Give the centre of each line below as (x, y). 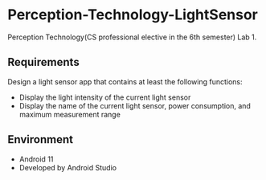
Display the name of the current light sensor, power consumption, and (135, 105)
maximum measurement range (70, 114)
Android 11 (36, 159)
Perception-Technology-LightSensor (133, 15)
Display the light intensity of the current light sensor (105, 97)
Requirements (43, 62)
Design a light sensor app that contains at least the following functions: (125, 81)
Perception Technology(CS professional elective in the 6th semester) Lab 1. (132, 37)
